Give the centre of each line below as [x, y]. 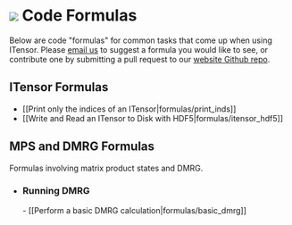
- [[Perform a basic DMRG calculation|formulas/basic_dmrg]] [134, 210]
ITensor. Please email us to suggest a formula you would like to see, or [139, 49]
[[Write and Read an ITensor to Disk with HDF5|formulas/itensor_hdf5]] [153, 118]
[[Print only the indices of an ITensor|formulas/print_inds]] [129, 109]
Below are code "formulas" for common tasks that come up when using [141, 40]
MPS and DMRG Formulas [82, 147]
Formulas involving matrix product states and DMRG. [106, 168]
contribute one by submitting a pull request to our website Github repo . [140, 59]
